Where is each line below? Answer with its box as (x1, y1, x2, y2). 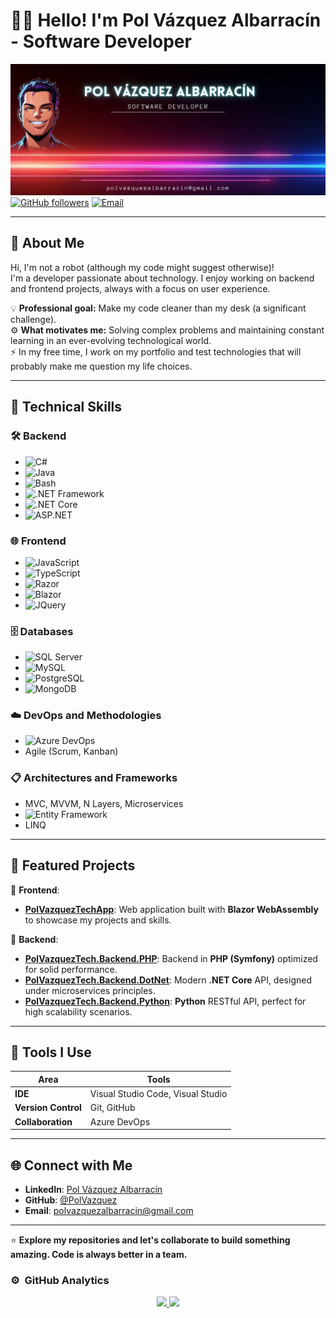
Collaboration (14, 1115, 73, 1128)
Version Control (14, 1102, 82, 1114)
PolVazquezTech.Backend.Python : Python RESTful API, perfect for (24, 995, 307, 1007)
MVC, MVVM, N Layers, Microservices (24, 797, 184, 809)
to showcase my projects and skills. (24, 914, 172, 926)
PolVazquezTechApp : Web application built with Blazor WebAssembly (24, 903, 319, 915)
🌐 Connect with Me (10, 1157, 133, 1174)
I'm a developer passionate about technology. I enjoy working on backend (10, 272, 315, 284)
